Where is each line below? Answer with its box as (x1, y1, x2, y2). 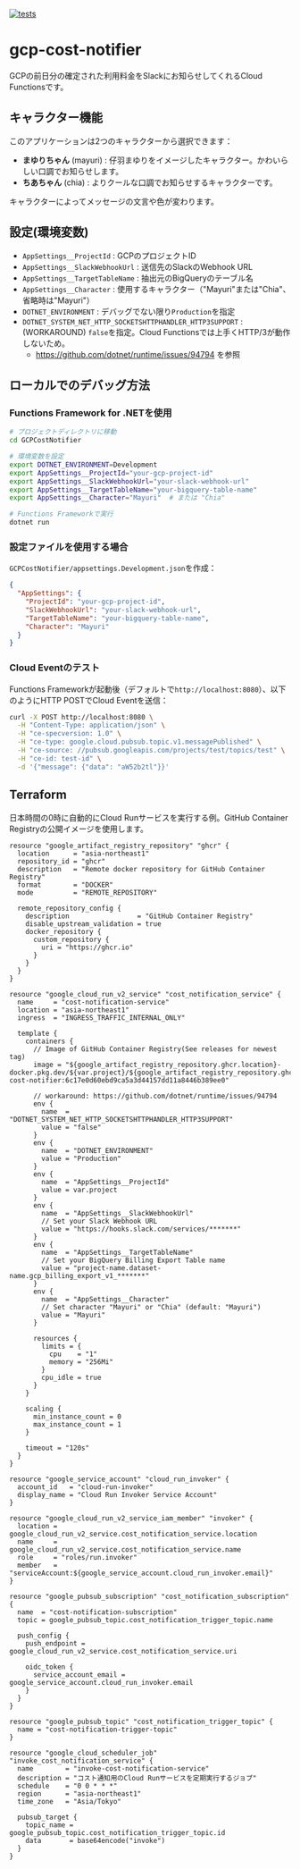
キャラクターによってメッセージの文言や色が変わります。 (9, 196, 219, 206)
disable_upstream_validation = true (25, 919, 162, 929)
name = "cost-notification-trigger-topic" (17, 1725, 178, 1734)
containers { (25, 1037, 74, 1046)
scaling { (25, 1404, 62, 1413)
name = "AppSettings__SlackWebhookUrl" (41, 1208, 194, 1217)
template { (17, 1029, 58, 1038)
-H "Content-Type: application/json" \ (17, 720, 166, 730)
